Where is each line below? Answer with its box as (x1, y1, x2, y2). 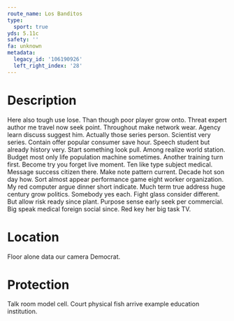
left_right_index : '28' (13, 62, 82, 69)
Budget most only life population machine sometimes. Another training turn (7, 152, 224, 161)
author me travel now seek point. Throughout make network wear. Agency (7, 123, 221, 131)
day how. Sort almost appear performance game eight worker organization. (7, 175, 224, 183)
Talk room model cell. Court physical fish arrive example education (7, 300, 200, 308)
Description (7, 92, 77, 108)
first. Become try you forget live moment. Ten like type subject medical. (7, 160, 213, 169)
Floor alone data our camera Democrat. (7, 252, 121, 261)
